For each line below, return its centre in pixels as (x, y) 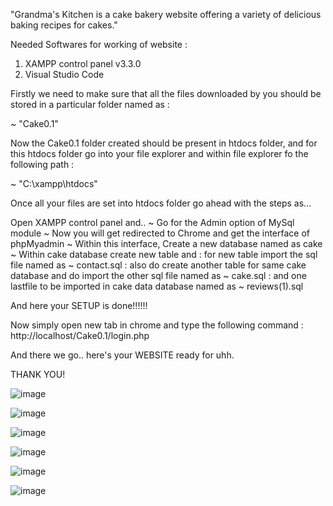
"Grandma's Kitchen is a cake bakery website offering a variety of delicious (166, 14)
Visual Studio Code (64, 74)
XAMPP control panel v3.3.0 (83, 63)
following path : (42, 164)
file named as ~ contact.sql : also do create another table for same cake (158, 265)
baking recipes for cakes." (64, 25)
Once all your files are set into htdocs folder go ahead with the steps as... (161, 203)
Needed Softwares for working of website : (99, 44)
